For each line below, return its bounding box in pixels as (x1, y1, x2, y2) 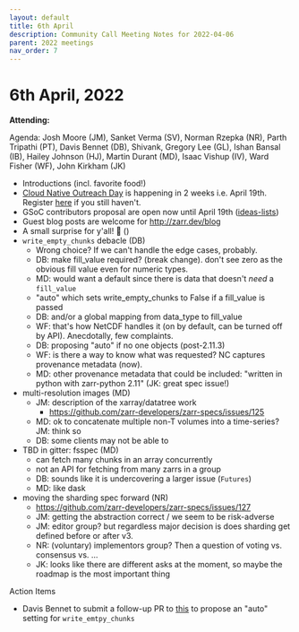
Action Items (9, 586, 56, 597)
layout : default (9, 13, 70, 22)
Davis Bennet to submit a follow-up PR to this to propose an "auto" (21, 603, 269, 614)
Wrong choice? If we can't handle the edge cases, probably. (35, 245, 258, 255)
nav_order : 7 (9, 47, 58, 56)
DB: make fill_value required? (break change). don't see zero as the (35, 255, 284, 265)
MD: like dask (35, 483, 87, 494)
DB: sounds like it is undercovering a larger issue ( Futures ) (35, 473, 252, 484)
